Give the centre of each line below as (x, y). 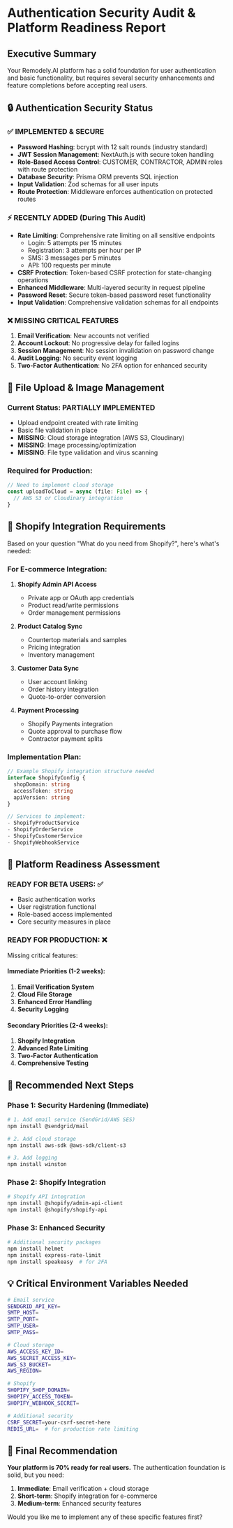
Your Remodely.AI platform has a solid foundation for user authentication (112, 70)
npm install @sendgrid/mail (48, 1126)
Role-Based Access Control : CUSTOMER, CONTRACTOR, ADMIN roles (120, 162)
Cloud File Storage (45, 994)
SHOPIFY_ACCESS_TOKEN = (40, 1397)
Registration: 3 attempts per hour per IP (84, 250)
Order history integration (63, 689)
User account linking (58, 681)
